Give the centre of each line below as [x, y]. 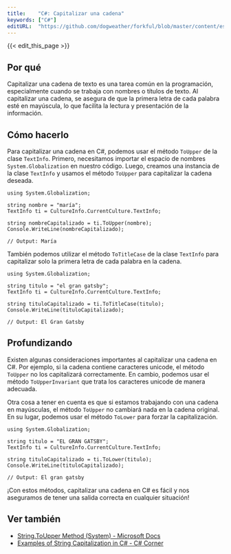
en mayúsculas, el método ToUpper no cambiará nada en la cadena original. [113, 409]
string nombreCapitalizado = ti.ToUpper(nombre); [80, 223]
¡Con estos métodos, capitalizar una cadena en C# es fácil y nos [98, 490]
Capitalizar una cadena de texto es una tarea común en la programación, [110, 84]
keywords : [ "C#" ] [32, 20]
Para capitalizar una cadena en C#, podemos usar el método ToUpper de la [112, 151]
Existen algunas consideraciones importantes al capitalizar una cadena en [112, 359]
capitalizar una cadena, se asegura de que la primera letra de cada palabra [113, 99]
